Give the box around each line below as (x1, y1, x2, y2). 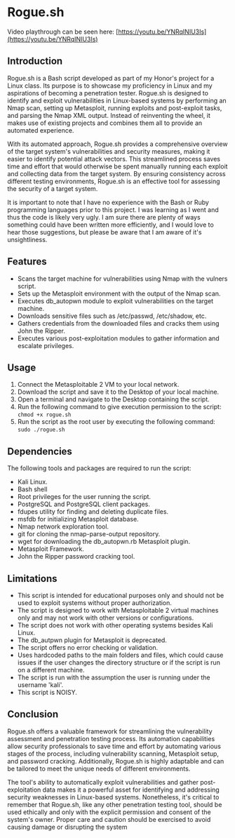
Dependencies (7, 445, 72, 457)
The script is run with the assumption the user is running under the (17, 673, 210, 681)
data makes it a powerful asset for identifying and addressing (42, 785, 220, 794)
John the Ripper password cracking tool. (17, 552, 135, 561)
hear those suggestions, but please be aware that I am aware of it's (7, 227, 202, 236)
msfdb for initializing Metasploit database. (17, 515, 139, 524)
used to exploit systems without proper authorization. (17, 599, 172, 607)
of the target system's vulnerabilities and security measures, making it (7, 147, 210, 155)
